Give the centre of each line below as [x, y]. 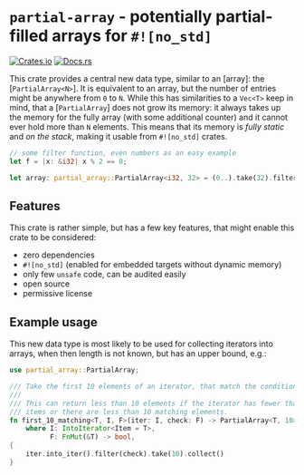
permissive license [57, 294]
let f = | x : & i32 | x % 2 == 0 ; [68, 161]
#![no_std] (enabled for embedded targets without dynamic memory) [152, 265]
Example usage [53, 322]
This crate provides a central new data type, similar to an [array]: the [137, 78]
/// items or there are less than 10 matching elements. [119, 412]
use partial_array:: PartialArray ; [75, 370]
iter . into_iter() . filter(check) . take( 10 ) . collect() [125, 454]
